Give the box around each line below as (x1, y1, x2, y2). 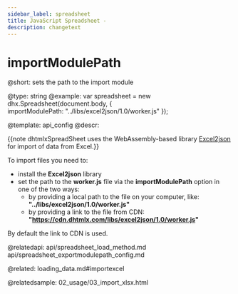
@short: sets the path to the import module (7, 78, 134, 86)
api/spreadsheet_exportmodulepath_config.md (7, 250, 145, 259)
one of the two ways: (17, 185, 80, 193)
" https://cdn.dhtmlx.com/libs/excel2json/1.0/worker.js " (28, 216, 200, 224)
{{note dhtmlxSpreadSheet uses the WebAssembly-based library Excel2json (7, 135, 232, 143)
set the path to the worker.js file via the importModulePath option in (17, 178, 219, 186)
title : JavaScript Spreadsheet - (7, 17, 107, 24)
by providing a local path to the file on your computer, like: (28, 193, 200, 201)
